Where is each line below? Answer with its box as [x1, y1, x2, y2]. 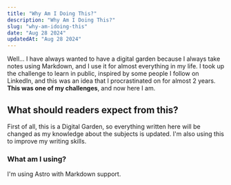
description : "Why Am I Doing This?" [7, 17, 116, 23]
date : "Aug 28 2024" [7, 29, 67, 37]
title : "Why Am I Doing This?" [7, 10, 97, 17]
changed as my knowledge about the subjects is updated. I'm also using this [7, 129, 225, 138]
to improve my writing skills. [7, 137, 87, 145]
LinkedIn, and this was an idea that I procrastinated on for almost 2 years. [7, 77, 216, 85]
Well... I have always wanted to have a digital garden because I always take [7, 55, 221, 63]
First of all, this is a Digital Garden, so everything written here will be [7, 122, 201, 130]
